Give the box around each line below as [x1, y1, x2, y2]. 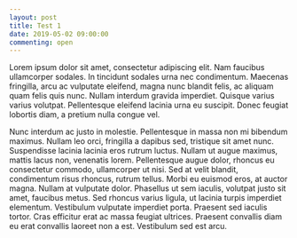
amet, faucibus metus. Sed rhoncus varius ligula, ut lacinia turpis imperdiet [9, 193, 282, 203]
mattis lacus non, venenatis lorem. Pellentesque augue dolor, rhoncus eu [9, 155, 275, 165]
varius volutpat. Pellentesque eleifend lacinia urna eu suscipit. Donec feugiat [9, 99, 289, 111]
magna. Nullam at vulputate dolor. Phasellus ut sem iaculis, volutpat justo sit [9, 183, 286, 194]
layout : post [9, 12, 58, 22]
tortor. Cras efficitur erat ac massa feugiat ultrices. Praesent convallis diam [9, 211, 282, 222]
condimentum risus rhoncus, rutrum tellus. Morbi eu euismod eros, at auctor [9, 174, 288, 185]
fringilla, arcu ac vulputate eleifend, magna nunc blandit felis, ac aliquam [9, 81, 274, 91]
